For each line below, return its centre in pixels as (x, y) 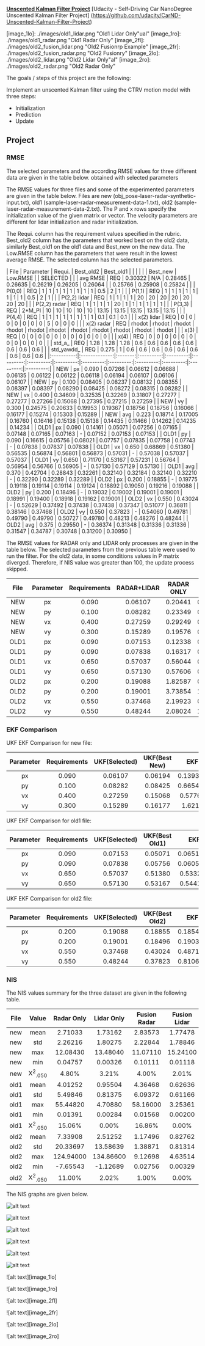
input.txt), (19, 202)
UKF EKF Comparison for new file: (49, 742)
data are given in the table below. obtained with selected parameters (92, 177)
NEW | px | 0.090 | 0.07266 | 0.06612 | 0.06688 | (117, 368)
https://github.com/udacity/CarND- (137, 15)
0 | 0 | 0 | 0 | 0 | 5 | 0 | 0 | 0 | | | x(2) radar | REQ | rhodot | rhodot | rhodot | (100, 323)
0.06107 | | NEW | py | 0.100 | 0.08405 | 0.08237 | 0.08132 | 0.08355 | (94, 382)
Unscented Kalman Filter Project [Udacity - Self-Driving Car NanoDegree (99, 9)
